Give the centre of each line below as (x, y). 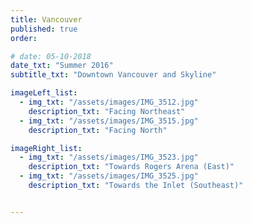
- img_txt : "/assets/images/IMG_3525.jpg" (109, 176)
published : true (44, 29)
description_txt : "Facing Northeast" (107, 111)
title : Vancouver (46, 19)
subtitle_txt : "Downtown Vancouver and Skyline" (113, 75)
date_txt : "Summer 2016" (62, 66)
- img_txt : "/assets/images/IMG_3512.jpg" (109, 102)
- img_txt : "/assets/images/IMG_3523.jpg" (109, 157)
